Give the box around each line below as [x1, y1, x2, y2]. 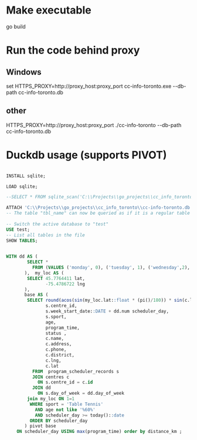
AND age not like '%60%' [35, 406, 96, 412]
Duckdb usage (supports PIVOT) [6, 148, 167, 162]
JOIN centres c [32, 374, 69, 380]
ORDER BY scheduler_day [29, 418, 88, 424]
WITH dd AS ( [6, 254, 38, 259]
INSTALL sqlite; [6, 173, 46, 179]
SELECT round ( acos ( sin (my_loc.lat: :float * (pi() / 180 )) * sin [27, 298, 182, 304]
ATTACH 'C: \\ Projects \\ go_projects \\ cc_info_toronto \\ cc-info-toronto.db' [6, 205, 193, 211]
